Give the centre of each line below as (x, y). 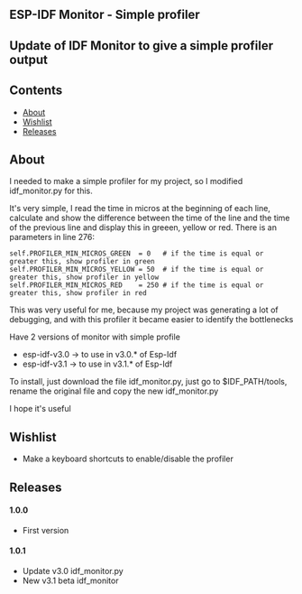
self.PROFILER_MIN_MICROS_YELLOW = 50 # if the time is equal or (137, 270)
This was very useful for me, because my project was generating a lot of (144, 310)
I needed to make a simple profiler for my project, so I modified (126, 181)
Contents (36, 91)
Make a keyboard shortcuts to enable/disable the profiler (128, 459)
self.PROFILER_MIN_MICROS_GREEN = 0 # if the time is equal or (137, 254)
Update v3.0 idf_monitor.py (73, 571)
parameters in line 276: (52, 237)
